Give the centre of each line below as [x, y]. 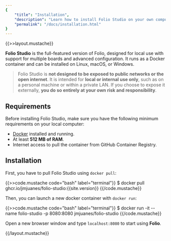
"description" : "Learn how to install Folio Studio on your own [84, 19]
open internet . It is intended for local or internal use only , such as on [91, 79]
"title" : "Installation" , [42, 15]
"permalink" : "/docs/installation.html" [58, 24]
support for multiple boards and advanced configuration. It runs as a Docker [85, 59]
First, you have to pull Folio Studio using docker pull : [61, 173]
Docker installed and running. [44, 133]
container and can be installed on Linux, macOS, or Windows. [70, 64]
